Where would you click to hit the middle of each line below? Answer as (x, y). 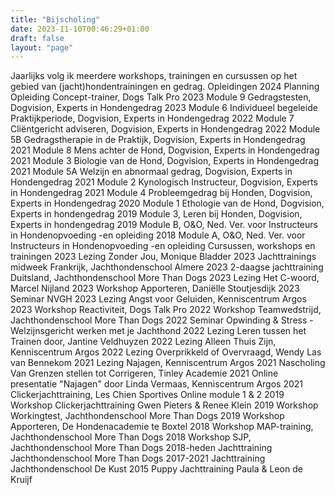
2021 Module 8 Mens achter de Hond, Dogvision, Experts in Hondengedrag (165, 150)
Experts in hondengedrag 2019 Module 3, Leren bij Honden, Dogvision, (156, 214)
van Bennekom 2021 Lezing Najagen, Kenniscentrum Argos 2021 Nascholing (168, 363)
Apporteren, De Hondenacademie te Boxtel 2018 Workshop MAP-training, (162, 427)
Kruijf (21, 480)
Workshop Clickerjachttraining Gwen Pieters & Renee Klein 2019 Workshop (164, 405)
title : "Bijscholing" (55, 19)
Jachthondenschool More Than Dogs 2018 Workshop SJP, (131, 437)
